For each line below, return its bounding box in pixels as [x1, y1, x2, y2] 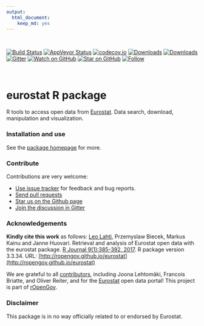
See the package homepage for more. [6, 144, 101, 151]
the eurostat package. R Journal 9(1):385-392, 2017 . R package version [6, 246, 185, 253]
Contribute [6, 159, 39, 167]
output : [6, 9, 26, 15]
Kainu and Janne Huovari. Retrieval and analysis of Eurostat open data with [6, 240, 194, 247]
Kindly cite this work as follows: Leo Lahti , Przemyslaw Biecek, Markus [6, 233, 186, 240]
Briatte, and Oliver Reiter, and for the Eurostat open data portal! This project [6, 277, 195, 285]
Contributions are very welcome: [6, 173, 88, 180]
